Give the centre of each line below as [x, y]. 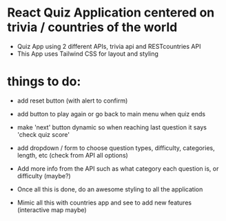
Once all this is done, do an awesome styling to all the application [110, 189]
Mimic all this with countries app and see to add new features [104, 202]
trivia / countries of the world [92, 27]
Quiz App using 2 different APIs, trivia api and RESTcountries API [109, 46]
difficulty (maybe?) [44, 176]
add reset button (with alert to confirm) [72, 101]
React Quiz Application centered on [111, 13]
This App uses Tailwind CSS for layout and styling [88, 54]
